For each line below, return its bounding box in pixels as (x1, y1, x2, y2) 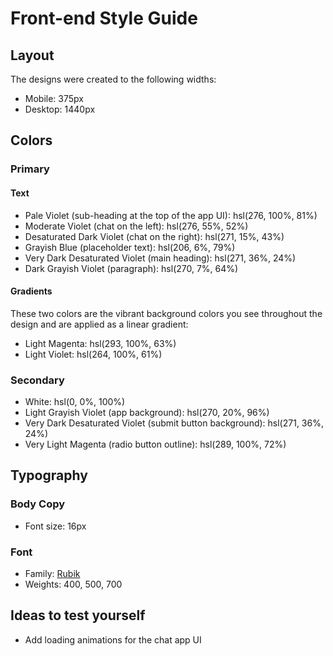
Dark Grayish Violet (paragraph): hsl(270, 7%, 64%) (24, 262, 239, 274)
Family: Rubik (24, 568, 81, 579)
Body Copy (10, 497, 66, 511)
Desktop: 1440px (24, 103, 96, 115)
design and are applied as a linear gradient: (10, 318, 189, 330)
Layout (10, 47, 55, 64)
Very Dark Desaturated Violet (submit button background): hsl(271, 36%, (24, 417, 324, 429)
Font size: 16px (24, 520, 87, 532)
